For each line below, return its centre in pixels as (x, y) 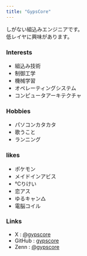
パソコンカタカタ (35, 125)
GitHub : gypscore (37, 241)
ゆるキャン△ (30, 198)
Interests (19, 52)
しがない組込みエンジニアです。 (45, 29)
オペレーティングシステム (45, 88)
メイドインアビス (35, 176)
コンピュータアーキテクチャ (48, 95)
